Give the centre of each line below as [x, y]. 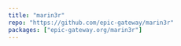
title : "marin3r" [37, 15]
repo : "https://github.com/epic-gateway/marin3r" [91, 23]
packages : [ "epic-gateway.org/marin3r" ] [76, 30]
